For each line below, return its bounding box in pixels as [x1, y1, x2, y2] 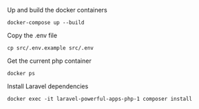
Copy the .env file [7, 31, 57, 39]
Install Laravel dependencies [7, 82, 89, 90]
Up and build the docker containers [7, 6, 108, 14]
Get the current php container [7, 57, 92, 65]
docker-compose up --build [7, 19, 85, 26]
